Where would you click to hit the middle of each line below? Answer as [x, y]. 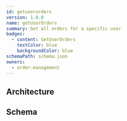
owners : [16, 62]
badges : [16, 34]
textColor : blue [37, 46]
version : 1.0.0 [25, 17]
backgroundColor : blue [45, 51]
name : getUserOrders [32, 23]
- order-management [36, 67]
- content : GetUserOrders [44, 40]
